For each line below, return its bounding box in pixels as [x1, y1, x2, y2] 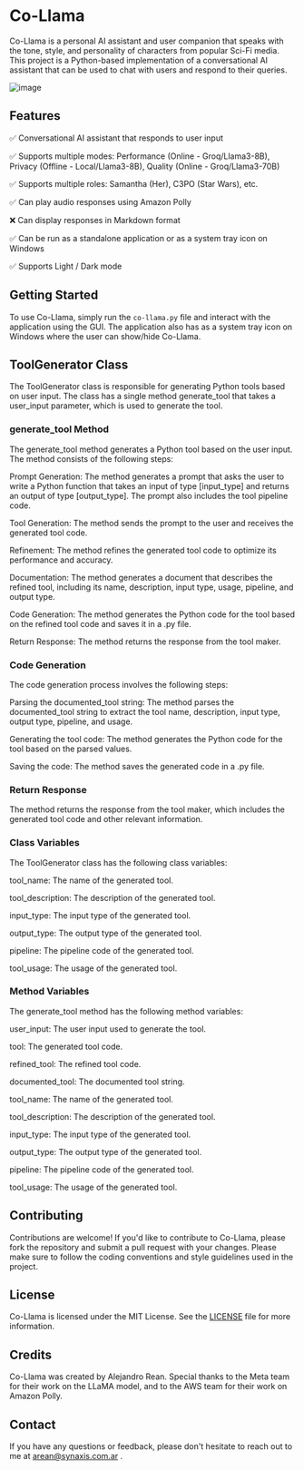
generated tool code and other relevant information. [9, 814, 203, 825]
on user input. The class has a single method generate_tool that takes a [9, 391, 276, 402]
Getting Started [9, 288, 99, 303]
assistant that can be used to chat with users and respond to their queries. [9, 64, 288, 75]
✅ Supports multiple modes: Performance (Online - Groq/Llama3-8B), [9, 151, 270, 162]
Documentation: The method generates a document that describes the [9, 572, 273, 583]
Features [9, 108, 61, 123]
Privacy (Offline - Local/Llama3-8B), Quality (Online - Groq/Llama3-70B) [9, 161, 280, 171]
